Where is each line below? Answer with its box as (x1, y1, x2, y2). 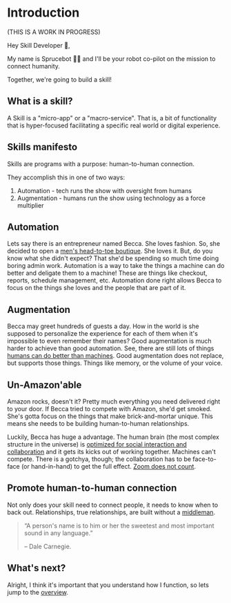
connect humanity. (7, 62, 61, 70)
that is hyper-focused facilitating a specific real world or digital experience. (7, 121, 221, 129)
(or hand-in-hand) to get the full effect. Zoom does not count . (21, 462, 197, 470)
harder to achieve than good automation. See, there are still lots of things (7, 344, 214, 352)
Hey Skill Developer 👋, (7, 41, 70, 49)
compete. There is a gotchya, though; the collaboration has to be (7, 455, 192, 463)
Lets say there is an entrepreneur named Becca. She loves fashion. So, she (7, 240, 221, 248)
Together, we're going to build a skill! (7, 75, 112, 84)
